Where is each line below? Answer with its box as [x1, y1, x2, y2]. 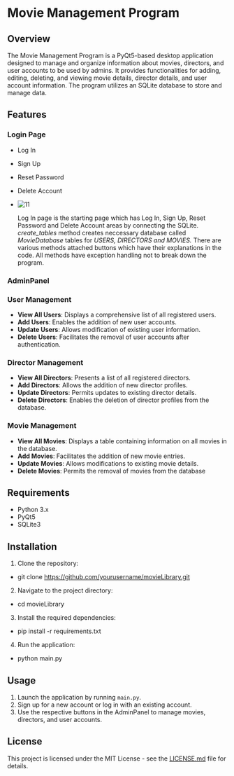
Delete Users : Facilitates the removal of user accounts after [17, 333, 190, 341]
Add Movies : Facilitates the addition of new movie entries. [17, 452, 186, 460]
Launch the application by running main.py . [17, 693, 142, 701]
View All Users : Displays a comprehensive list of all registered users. [17, 310, 217, 319]
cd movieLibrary [17, 600, 65, 609]
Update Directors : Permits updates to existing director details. [17, 389, 197, 397]
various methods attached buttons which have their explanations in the [17, 243, 222, 251]
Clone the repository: [17, 559, 79, 568]
